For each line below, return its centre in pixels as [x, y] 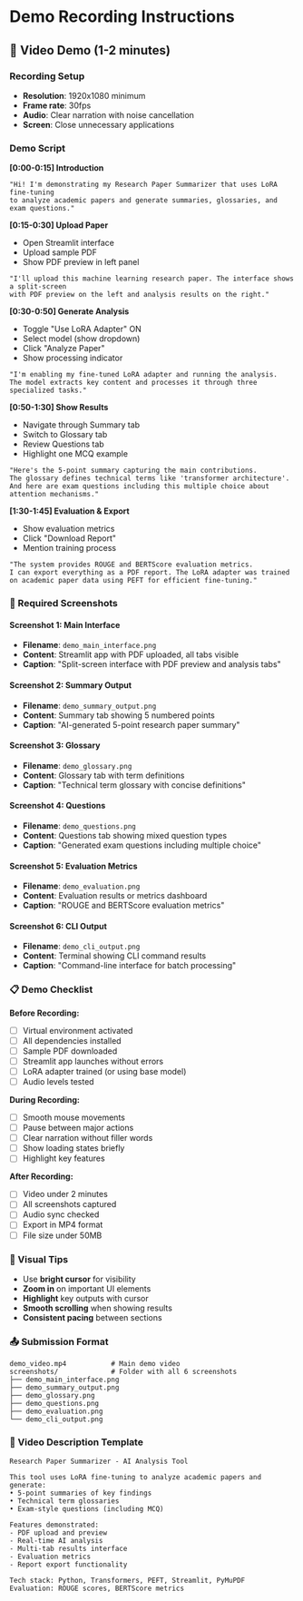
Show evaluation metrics [68, 529]
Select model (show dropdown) [81, 339]
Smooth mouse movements [73, 1117]
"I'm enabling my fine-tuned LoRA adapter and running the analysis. [144, 375]
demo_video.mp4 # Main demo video [95, 1364]
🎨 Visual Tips [39, 1259]
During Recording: [44, 1099]
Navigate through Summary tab [81, 425]
